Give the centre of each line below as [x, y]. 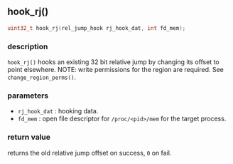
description [28, 46]
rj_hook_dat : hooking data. [58, 111]
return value [29, 137]
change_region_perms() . [42, 77]
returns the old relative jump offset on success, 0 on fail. [90, 153]
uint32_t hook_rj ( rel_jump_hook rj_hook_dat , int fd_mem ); [97, 28]
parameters [28, 96]
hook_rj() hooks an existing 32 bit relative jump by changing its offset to [113, 62]
